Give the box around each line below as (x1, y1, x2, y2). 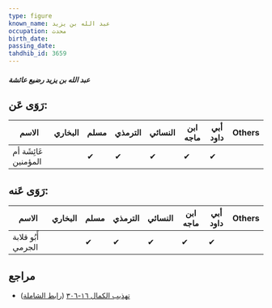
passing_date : (8, 42, 57, 50)
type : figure (8, 11, 53, 20)
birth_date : (8, 34, 49, 43)
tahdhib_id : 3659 (8, 49, 67, 58)
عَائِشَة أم (12, 146, 44, 157)
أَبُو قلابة (12, 232, 39, 243)
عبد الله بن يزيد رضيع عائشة (8, 75, 91, 84)
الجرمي (12, 242, 39, 253)
